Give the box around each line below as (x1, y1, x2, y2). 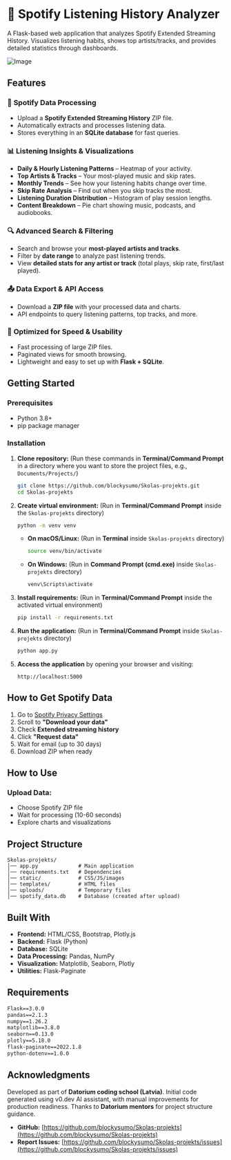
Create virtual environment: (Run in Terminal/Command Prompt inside (17, 501, 222, 509)
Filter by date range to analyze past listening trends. (17, 252, 166, 260)
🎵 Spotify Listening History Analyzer (7, 6, 220, 22)
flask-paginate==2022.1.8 (7, 1044, 81, 1051)
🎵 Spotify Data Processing (7, 98, 97, 108)
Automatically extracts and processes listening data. (17, 121, 166, 129)
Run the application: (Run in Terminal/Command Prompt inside (17, 627, 200, 635)
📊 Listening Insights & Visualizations (7, 146, 134, 156)
